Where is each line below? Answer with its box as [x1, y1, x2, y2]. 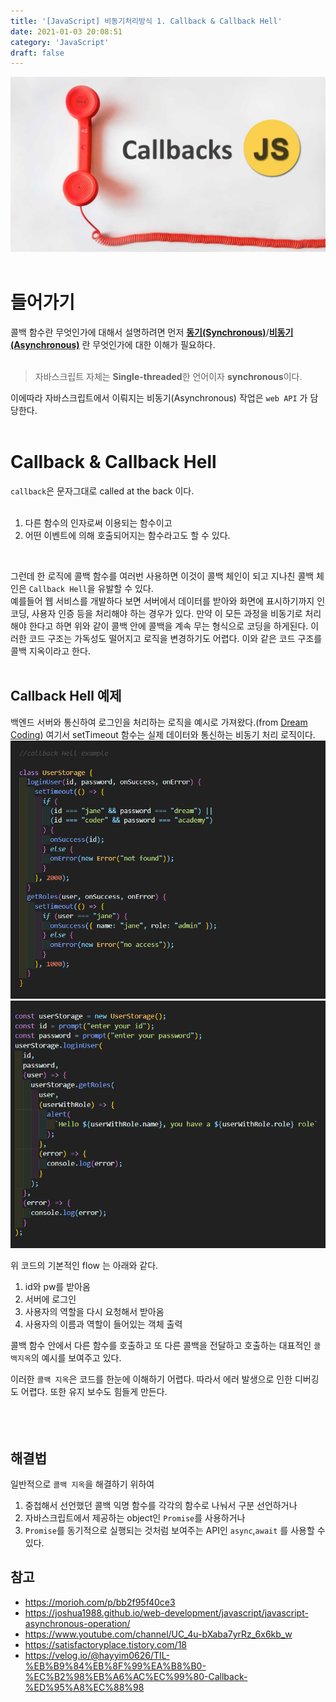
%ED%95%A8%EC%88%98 [24, 1681, 145, 1693]
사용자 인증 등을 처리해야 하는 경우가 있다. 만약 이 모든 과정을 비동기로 [31, 607, 303, 619]
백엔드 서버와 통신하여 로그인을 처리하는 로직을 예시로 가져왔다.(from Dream [10, 716, 308, 728]
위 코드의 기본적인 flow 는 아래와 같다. [10, 1260, 159, 1272]
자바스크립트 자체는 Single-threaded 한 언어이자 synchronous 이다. [34, 370, 303, 382]
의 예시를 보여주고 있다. [30, 1352, 122, 1364]
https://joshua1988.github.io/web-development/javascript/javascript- [24, 1606, 309, 1619]
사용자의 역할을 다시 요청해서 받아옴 [24, 1306, 165, 1318]
